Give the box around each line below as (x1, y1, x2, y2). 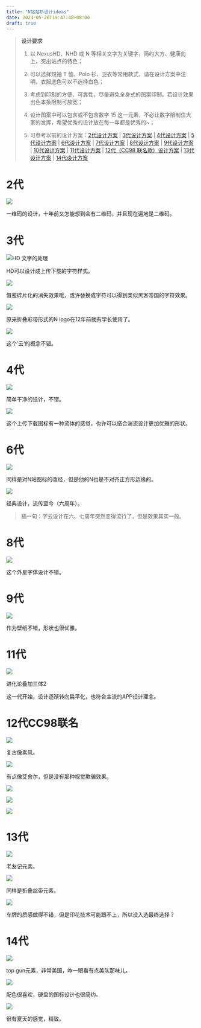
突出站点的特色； (40, 58, 83, 65)
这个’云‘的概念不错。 (6, 340, 57, 347)
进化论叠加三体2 (6, 680, 47, 687)
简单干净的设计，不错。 (6, 396, 64, 403)
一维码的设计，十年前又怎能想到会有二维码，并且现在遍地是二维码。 (6, 210, 175, 217)
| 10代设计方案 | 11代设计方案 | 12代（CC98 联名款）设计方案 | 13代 (29, 147, 195, 154)
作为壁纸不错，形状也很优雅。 (6, 624, 80, 631)
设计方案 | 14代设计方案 (29, 155, 88, 162)
